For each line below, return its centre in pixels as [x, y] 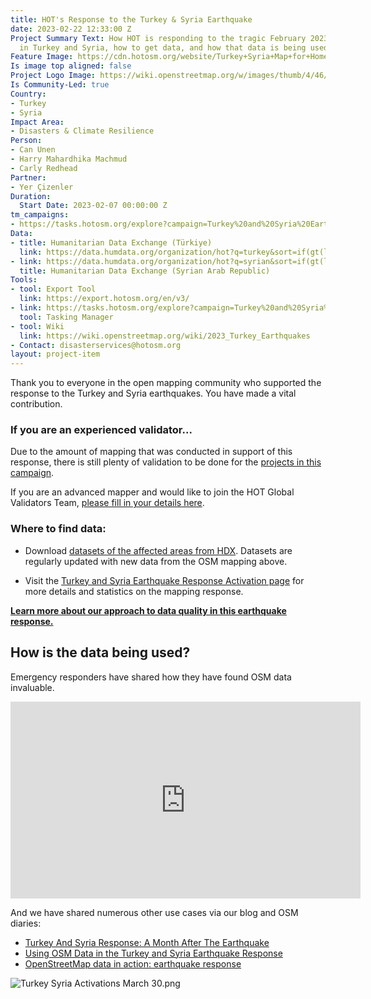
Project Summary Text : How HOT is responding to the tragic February [158, 38]
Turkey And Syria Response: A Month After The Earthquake [147, 942]
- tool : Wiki [37, 326]
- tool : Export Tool [53, 289]
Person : [26, 141]
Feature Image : [42, 57]
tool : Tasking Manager [66, 317]
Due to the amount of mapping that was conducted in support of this [151, 452]
